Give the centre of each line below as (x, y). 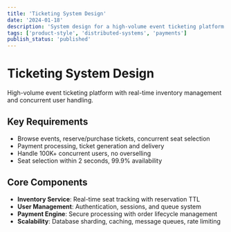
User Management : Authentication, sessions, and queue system (109, 206)
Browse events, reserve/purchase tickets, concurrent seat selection (113, 139)
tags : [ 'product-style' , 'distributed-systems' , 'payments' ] (97, 33)
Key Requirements (48, 122)
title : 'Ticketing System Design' (57, 14)
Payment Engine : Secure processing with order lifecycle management (117, 214)
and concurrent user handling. (50, 100)
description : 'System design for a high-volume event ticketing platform (116, 26)
